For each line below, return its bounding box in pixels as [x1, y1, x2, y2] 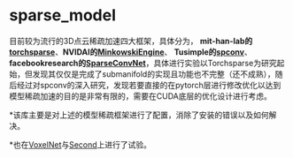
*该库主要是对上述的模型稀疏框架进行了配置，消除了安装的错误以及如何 [9, 109, 270, 120]
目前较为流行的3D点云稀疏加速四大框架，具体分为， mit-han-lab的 [9, 35, 253, 46]
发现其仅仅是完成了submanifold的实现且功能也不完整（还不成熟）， [32, 68, 276, 79]
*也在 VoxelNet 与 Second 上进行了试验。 [9, 139, 152, 150]
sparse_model [9, 5, 117, 26]
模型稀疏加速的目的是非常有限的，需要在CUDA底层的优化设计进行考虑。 [9, 90, 272, 102]
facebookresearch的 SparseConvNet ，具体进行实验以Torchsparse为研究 [9, 57, 277, 68]
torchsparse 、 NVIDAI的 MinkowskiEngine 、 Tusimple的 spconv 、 [9, 46, 252, 57]
